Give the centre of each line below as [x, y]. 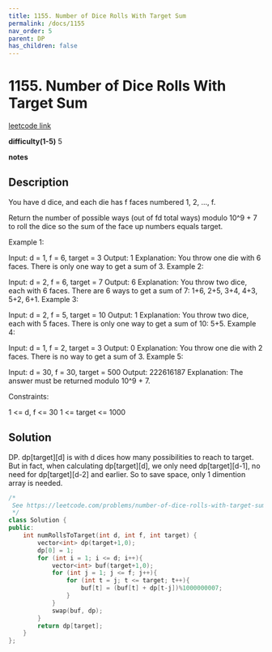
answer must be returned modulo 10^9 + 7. [80, 381]
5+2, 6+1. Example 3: [44, 299]
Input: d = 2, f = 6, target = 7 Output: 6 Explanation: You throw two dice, [128, 282]
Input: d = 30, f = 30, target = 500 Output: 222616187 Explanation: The [126, 372]
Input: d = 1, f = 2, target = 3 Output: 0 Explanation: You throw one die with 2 [136, 347]
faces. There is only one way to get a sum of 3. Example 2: [106, 266]
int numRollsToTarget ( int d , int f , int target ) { [110, 535]
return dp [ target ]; [70, 626]
